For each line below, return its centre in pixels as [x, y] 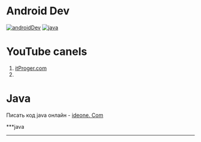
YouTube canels [47, 52]
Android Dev [38, 11]
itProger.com [31, 68]
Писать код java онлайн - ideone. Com [55, 115]
